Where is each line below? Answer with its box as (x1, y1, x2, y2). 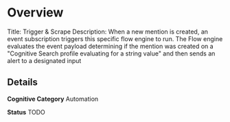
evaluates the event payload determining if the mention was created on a (7, 42, 214, 50)
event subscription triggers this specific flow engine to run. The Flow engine (7, 34, 223, 42)
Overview (7, 5, 64, 21)
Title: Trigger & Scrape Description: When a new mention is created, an (7, 27, 208, 36)
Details (7, 77, 38, 88)
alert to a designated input (7, 56, 82, 64)
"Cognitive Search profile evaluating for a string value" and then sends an (7, 49, 216, 58)
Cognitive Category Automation (7, 95, 99, 103)
